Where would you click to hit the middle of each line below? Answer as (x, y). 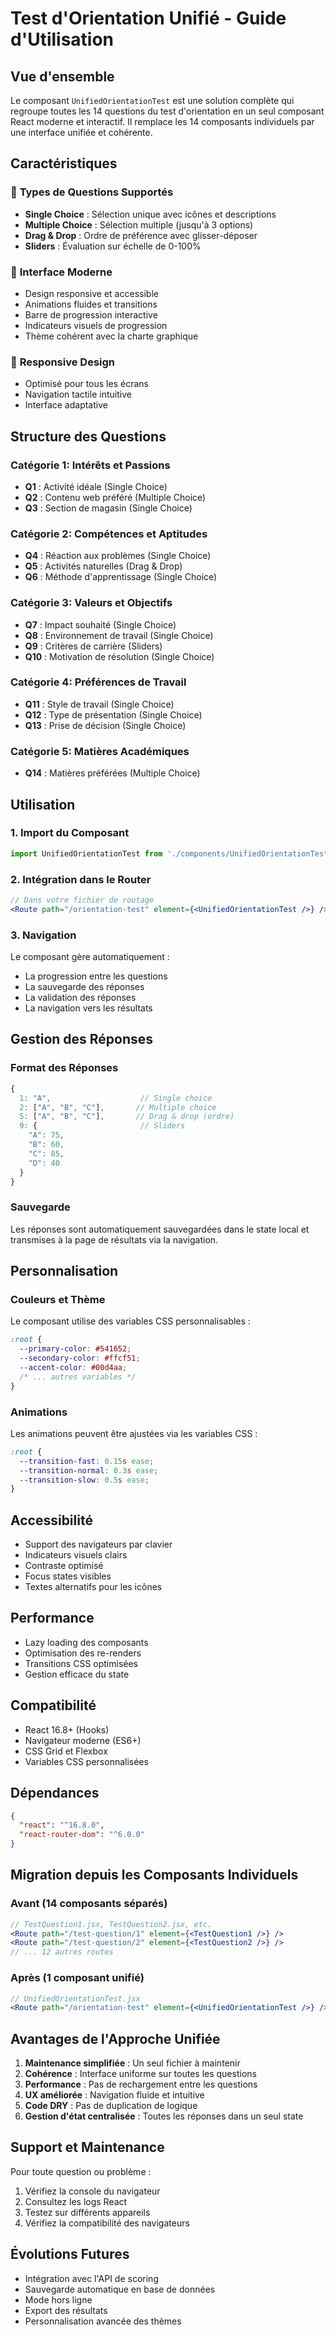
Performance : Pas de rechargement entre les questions (141, 2084)
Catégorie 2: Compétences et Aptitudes (109, 534)
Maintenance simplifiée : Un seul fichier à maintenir (132, 2063)
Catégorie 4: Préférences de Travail (98, 682)
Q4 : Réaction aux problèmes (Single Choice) (118, 556)
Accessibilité (51, 1520)
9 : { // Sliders (102, 1126)
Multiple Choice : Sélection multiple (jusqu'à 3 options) (139, 224)
